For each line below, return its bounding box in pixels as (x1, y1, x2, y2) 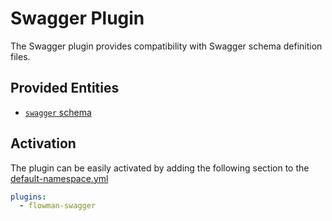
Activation (10, 135, 77, 152)
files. (10, 50, 31, 62)
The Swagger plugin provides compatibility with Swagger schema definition (10, 40, 323, 52)
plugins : (10, 192, 47, 202)
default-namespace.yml (10, 172, 109, 184)
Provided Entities (10, 80, 120, 97)
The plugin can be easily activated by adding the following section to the (10, 162, 310, 174)
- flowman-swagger (19, 201, 97, 211)
